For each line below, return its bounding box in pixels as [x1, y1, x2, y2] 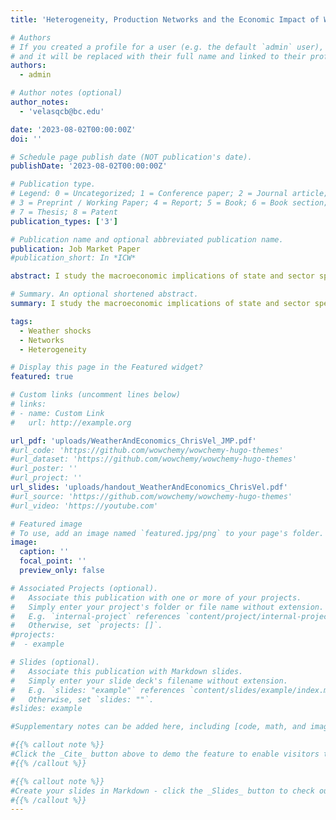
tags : [10, 316, 33, 326]
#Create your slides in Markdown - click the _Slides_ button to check [10, 786, 315, 796]
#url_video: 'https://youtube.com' [10, 501, 159, 511]
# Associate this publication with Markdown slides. [10, 666, 244, 676]
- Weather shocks [19, 326, 92, 336]
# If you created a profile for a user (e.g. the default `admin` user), [10, 42, 325, 52]
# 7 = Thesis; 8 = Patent [10, 207, 118, 217]
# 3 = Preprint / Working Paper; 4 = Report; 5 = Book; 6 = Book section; [10, 198, 329, 208]
